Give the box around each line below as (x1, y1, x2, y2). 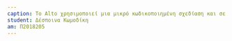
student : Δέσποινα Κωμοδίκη (7, 17, 89, 24)
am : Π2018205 (7, 23, 45, 30)
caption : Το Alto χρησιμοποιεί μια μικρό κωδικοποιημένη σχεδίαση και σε (7, 10, 226, 17)
